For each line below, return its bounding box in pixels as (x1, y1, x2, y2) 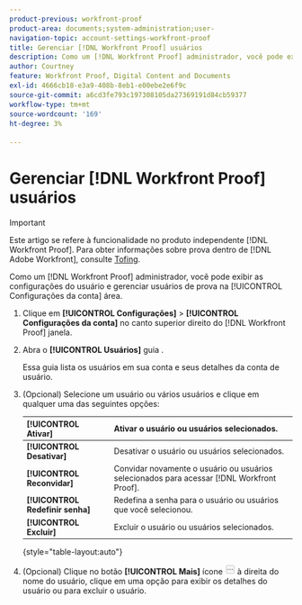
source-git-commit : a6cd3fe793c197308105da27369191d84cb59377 (9, 90, 247, 99)
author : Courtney (9, 62, 75, 71)
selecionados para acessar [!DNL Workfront (113, 473, 277, 483)
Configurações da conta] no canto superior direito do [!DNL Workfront (22, 318, 286, 329)
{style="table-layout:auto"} (22, 546, 123, 557)
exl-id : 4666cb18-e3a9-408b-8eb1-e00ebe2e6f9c (9, 81, 187, 90)
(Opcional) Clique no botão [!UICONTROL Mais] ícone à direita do (22, 566, 280, 577)
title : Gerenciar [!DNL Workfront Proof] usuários (9, 43, 203, 52)
